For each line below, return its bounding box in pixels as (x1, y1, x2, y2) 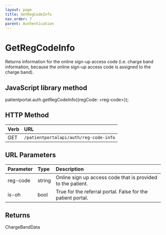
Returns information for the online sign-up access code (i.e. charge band (5, 59, 154, 65)
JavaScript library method (5, 84, 87, 92)
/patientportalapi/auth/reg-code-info (24, 135, 115, 140)
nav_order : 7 (5, 16, 32, 21)
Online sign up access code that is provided (55, 174, 158, 181)
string (37, 177, 51, 184)
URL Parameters (5, 151, 56, 159)
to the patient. (55, 180, 88, 187)
